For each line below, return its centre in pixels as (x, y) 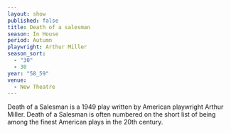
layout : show (27, 14)
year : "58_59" (28, 73)
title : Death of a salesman (49, 27)
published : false (33, 21)
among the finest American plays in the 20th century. (85, 122)
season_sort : (27, 54)
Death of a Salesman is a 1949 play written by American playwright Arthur (116, 107)
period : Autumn (30, 41)
